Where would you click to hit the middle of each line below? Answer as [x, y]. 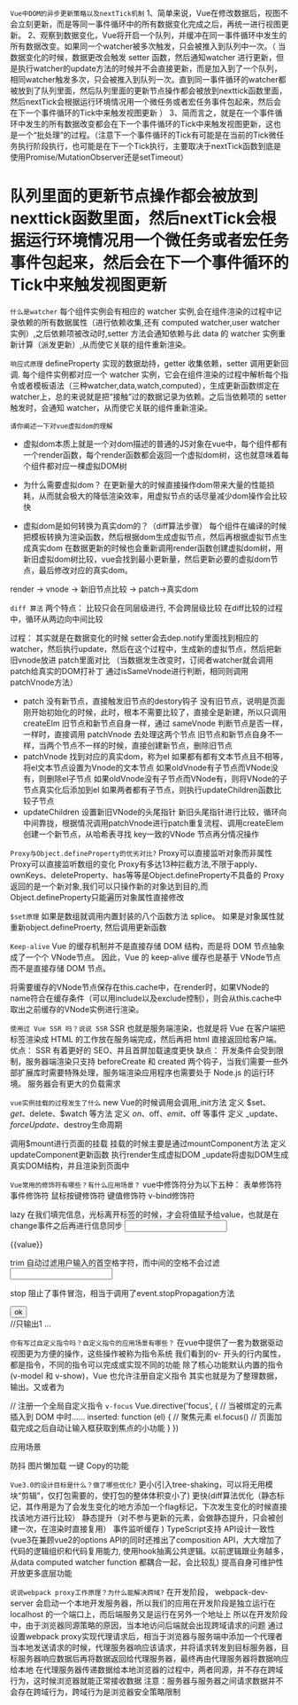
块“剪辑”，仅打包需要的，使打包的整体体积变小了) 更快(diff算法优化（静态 [144, 1495]
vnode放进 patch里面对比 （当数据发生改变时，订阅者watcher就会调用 [145, 660]
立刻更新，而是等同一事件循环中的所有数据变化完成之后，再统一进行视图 [149, 24]
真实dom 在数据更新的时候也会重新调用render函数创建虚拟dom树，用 [157, 547]
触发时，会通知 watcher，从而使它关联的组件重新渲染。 [111, 407]
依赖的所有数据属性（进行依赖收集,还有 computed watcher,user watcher [149, 322]
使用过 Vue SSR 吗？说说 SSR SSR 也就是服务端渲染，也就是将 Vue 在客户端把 [148, 1028]
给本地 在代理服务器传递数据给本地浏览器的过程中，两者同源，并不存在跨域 [147, 1670]
